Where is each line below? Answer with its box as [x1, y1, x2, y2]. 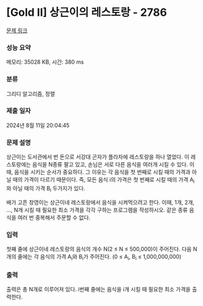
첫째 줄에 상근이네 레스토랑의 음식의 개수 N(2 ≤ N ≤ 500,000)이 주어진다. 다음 [6, 245, 192, 253]
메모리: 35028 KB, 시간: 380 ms [6, 58, 84, 66]
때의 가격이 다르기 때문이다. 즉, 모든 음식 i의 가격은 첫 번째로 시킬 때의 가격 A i [12, 176, 195, 185]
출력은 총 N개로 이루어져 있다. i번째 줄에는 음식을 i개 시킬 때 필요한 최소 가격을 [6, 286, 191, 293]
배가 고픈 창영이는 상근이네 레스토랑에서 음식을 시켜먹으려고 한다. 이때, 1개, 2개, [6, 199, 194, 206]
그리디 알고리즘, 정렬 [6, 90, 55, 97]
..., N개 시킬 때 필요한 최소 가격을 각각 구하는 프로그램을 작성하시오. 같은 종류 [6, 206, 188, 213]
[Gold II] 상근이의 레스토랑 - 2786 [6, 5, 167, 19]
